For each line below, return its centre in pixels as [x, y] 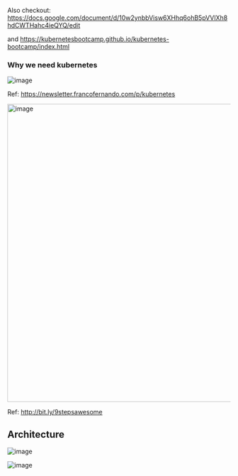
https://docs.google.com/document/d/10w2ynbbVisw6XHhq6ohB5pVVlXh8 [118, 18]
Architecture [36, 435]
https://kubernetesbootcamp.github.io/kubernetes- [95, 39]
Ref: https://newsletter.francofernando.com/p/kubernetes [91, 94]
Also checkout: [29, 10]
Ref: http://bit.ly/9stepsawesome [55, 412]
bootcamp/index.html [38, 46]
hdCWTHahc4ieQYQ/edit [44, 25]
